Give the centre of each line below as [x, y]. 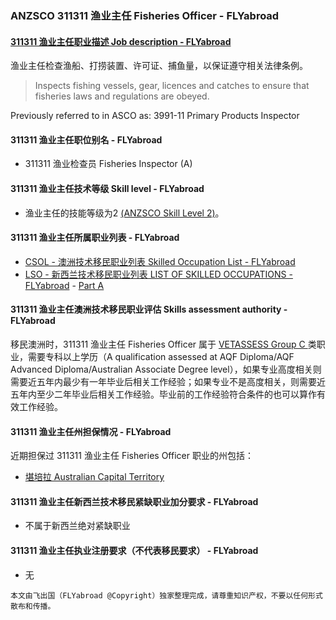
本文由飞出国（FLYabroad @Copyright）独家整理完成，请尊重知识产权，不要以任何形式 [166, 595]
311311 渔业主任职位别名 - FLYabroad [86, 139]
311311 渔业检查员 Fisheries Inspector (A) [108, 164]
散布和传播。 [33, 606]
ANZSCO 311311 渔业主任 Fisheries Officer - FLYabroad [145, 15]
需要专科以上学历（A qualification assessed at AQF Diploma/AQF [161, 356]
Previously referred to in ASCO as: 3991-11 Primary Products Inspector [155, 116]
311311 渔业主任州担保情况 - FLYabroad [91, 431]
